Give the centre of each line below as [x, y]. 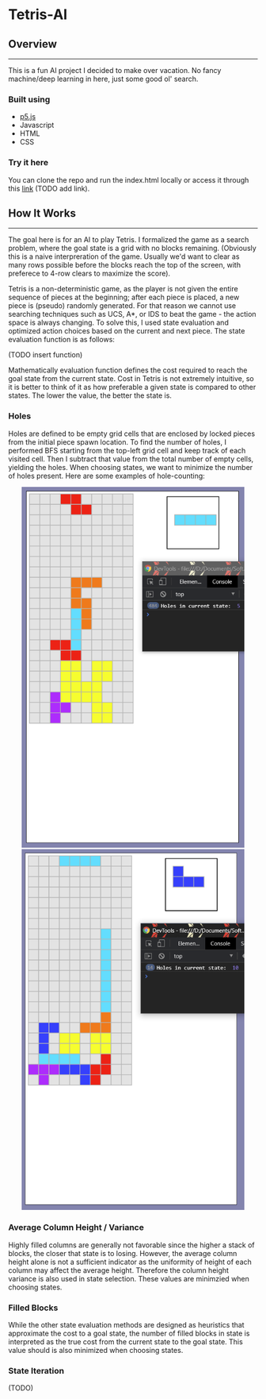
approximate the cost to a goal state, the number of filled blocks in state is [129, 1333]
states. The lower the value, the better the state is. [90, 395]
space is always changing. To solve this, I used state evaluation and [119, 322]
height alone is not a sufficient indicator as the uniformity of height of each [130, 1262]
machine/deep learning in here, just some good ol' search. [103, 79]
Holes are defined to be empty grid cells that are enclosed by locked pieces [132, 434]
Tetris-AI [38, 15]
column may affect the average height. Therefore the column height [119, 1270]
